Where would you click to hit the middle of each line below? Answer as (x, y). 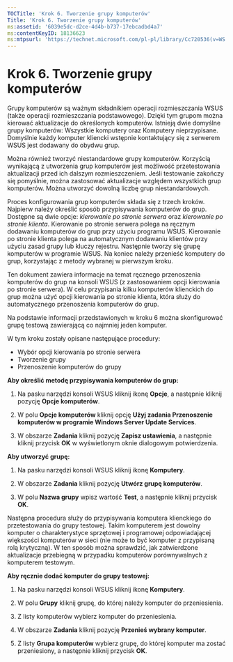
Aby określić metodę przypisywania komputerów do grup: (93, 380)
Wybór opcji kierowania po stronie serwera (79, 352)
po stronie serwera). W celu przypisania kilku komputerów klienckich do (110, 289)
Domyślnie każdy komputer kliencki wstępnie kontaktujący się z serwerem (114, 138)
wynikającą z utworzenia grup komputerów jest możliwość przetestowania (114, 166)
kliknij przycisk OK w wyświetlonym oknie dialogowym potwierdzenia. (118, 443)
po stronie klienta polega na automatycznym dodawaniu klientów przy (107, 239)
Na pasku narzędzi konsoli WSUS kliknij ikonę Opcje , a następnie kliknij (120, 394)
